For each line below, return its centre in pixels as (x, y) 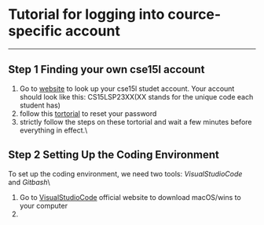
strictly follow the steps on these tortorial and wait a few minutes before (136, 122)
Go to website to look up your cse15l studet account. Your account (127, 89)
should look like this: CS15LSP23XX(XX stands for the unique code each (136, 96)
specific (35, 31)
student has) (40, 105)
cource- (194, 15)
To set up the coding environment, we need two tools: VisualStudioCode (125, 173)
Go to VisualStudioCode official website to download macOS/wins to (130, 197)
